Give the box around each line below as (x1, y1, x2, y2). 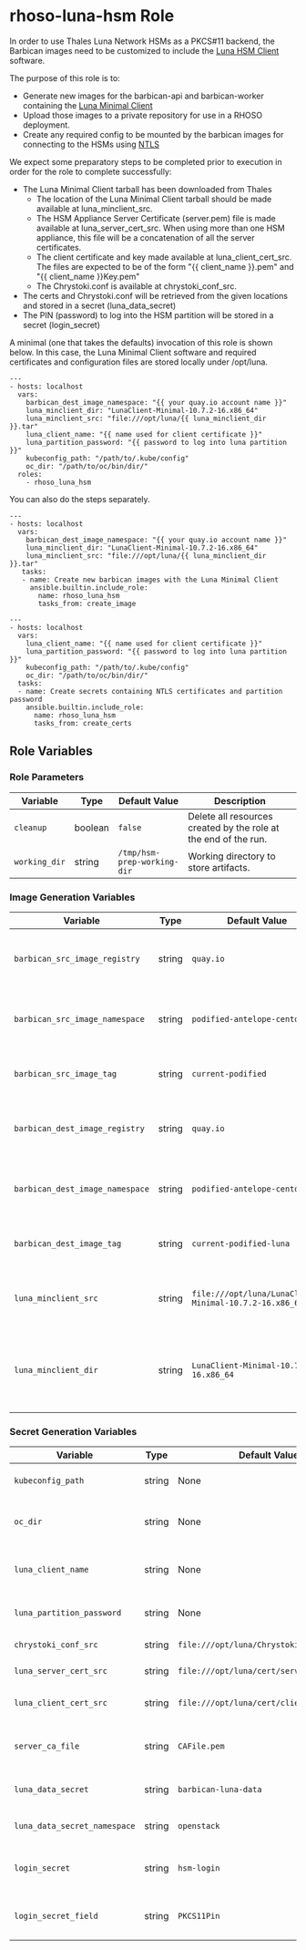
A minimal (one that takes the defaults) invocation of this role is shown (9, 336, 273, 347)
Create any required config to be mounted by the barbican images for (22, 129, 284, 139)
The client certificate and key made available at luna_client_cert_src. (36, 252, 292, 263)
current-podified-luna (191, 1238, 291, 1249)
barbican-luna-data (177, 1784, 262, 1795)
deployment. (22, 119, 70, 130)
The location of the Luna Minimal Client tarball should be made (36, 193, 272, 204)
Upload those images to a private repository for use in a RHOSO (22, 109, 262, 120)
